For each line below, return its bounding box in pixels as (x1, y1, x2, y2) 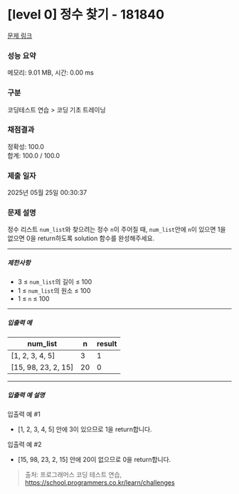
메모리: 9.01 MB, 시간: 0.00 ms (7, 68, 94, 77)
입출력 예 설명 (7, 390, 45, 399)
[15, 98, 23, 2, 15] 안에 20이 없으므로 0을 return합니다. (17, 456, 171, 464)
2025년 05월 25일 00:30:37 (7, 188, 87, 197)
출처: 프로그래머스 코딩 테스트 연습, (24, 471, 122, 479)
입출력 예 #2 (7, 440, 42, 449)
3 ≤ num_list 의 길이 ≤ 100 (17, 278, 92, 286)
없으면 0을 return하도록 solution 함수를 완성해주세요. (7, 234, 155, 242)
